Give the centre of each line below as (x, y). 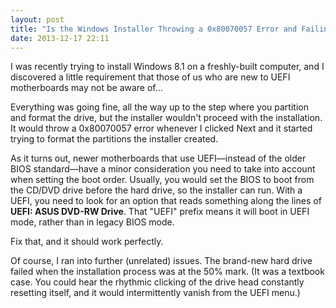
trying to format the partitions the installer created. (114, 139)
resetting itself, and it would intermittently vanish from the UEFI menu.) (155, 293)
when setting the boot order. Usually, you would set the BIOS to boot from (162, 180)
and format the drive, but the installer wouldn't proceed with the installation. (166, 118)
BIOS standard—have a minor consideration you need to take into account (163, 169)
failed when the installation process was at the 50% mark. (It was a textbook (167, 272)
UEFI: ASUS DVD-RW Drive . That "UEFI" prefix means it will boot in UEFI (160, 212)
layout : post (37, 19)
